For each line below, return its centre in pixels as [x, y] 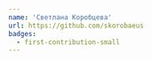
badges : [23, 34]
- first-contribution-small [68, 42]
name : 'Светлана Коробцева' [60, 17]
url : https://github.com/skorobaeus [76, 26]
